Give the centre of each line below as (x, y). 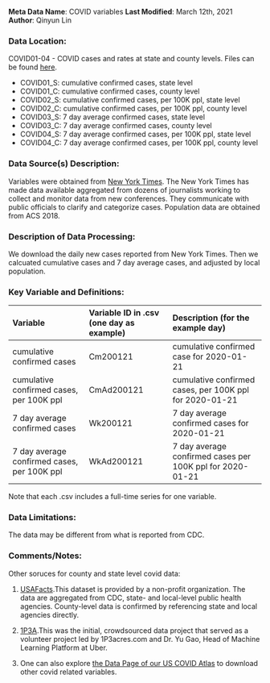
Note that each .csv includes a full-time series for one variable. (112, 497)
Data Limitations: (42, 518)
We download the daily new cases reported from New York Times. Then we (133, 254)
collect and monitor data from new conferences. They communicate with (129, 198)
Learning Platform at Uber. (64, 648)
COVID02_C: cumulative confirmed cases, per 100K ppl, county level (133, 109)
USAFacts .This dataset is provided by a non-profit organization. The (133, 589)
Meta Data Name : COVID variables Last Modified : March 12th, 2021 (121, 12)
